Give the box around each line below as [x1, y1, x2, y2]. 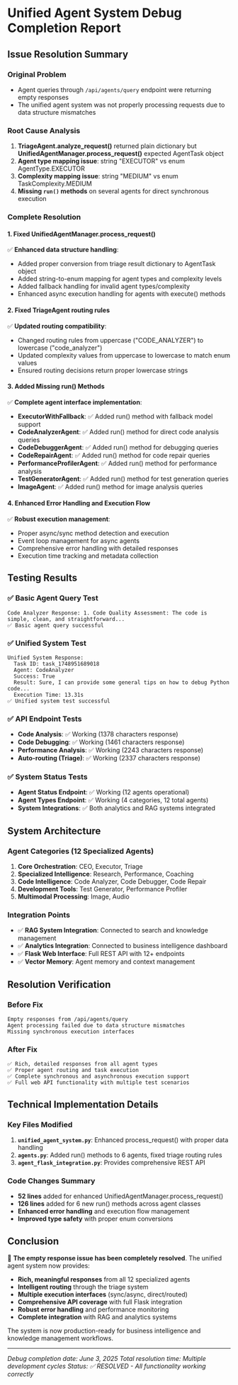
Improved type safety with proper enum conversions [17, 1214, 174, 1223]
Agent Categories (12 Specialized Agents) [7, 846, 154, 856]
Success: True [13, 673, 55, 680]
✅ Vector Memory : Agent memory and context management [17, 957, 195, 966]
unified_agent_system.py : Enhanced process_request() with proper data [17, 1136, 229, 1144]
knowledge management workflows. [7, 1334, 113, 1343]
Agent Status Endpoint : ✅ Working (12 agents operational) [17, 788, 190, 797]
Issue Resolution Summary [7, 48, 129, 60]
